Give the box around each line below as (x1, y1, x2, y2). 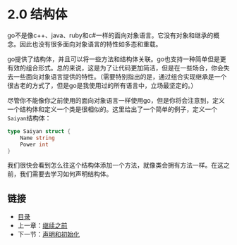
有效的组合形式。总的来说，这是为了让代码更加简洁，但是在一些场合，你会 (7, 63, 224, 72)
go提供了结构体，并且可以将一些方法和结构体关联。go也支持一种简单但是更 (7, 54, 226, 63)
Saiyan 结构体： (7, 113, 51, 122)
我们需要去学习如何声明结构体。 (19, 170, 113, 178)
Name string (20, 134, 55, 142)
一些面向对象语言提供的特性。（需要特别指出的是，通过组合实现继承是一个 (13, 72, 227, 81)
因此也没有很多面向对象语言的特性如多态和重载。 (19, 39, 162, 48)
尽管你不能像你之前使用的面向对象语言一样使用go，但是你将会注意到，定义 (7, 96, 225, 104)
